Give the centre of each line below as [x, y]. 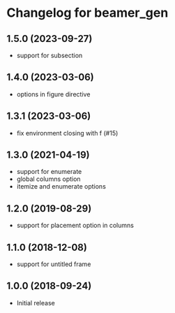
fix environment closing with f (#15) [67, 133]
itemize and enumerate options [61, 187]
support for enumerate [49, 172]
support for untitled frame [54, 264]
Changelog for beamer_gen [87, 13]
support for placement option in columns [75, 226]
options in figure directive [53, 94]
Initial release [36, 303]
